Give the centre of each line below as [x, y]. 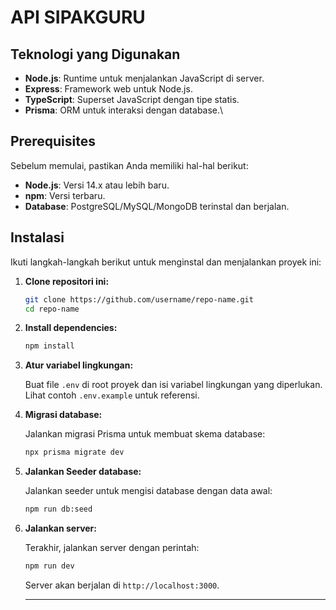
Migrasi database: [63, 415]
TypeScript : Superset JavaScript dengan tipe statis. [132, 99]
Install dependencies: [71, 328]
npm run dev [49, 566]
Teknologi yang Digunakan [95, 54]
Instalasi [37, 237]
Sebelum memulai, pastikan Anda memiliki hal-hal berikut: [129, 165]
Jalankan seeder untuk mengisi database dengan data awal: [148, 491]
